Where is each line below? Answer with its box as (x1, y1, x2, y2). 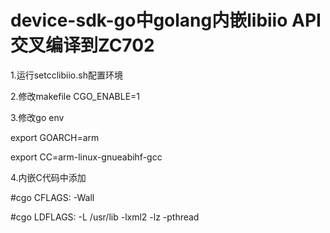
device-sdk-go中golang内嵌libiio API (10, 9, 322, 32)
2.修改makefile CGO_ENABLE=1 (10, 90, 141, 102)
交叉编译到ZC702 (10, 34, 155, 57)
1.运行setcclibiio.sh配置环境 (10, 69, 123, 81)
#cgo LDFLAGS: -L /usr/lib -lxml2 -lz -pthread (10, 211, 200, 223)
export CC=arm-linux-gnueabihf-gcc (10, 151, 163, 163)
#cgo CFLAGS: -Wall (10, 191, 95, 203)
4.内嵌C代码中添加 (10, 171, 87, 183)
